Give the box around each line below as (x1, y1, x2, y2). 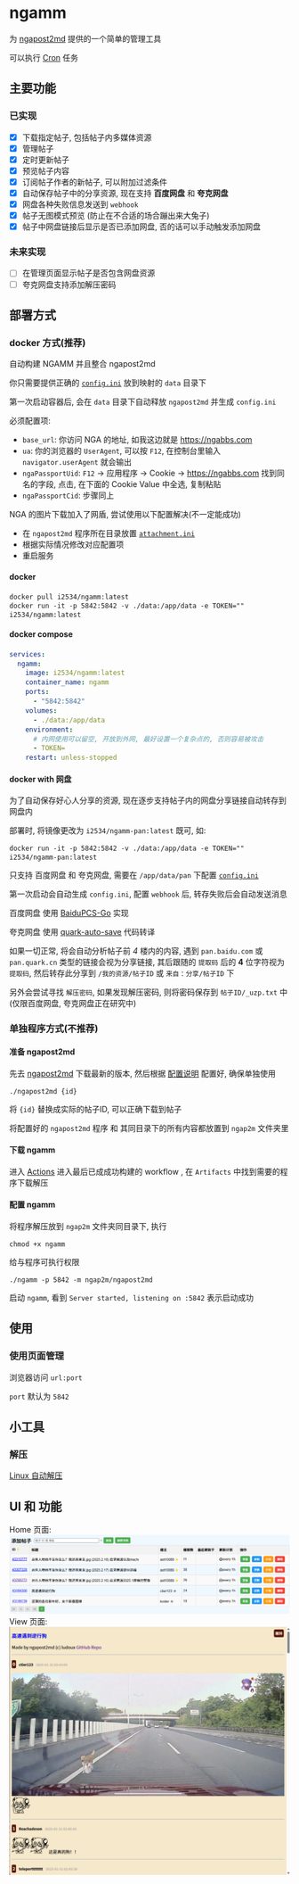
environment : (25, 725, 74, 734)
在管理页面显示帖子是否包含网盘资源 (21, 268, 156, 278)
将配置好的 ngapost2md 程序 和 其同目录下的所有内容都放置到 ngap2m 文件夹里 (9, 1122, 289, 1133)
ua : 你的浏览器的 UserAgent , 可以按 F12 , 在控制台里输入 (21, 445, 221, 457)
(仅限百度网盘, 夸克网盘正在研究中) (9, 998, 137, 1009)
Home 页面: (9, 1525, 52, 1535)
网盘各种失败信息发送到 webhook (21, 199, 139, 210)
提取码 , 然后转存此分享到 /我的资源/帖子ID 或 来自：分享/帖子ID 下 (9, 968, 235, 979)
